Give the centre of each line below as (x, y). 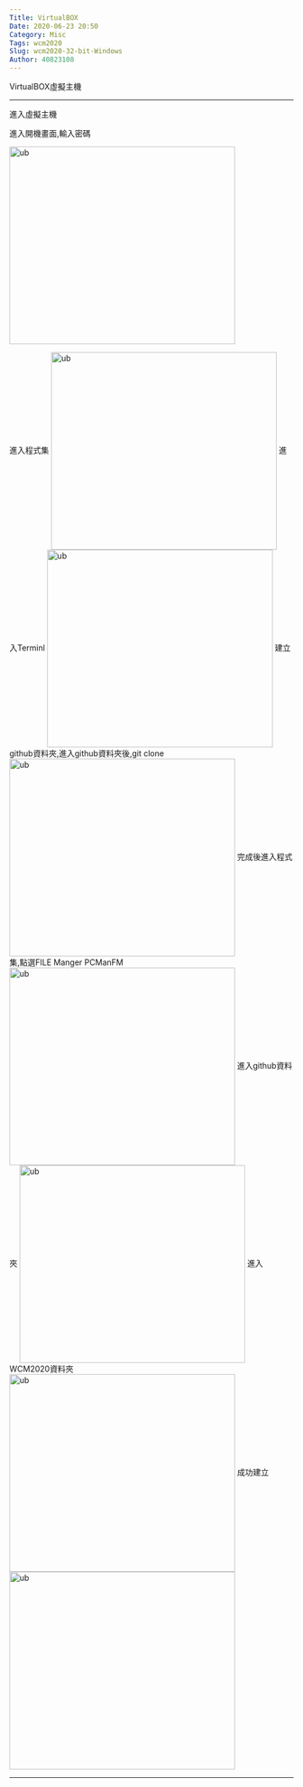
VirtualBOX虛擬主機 (46, 86)
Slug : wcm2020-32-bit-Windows (66, 51)
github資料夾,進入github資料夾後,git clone (87, 753)
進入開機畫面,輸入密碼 (50, 133)
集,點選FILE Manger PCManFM (66, 962)
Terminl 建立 (154, 648)
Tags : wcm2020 (36, 43)
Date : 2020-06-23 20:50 (54, 26)
